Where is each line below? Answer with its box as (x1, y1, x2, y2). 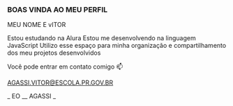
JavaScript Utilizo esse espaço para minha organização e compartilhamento (7, 42, 227, 50)
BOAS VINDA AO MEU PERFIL (7, 5, 108, 15)
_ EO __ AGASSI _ (7, 92, 57, 100)
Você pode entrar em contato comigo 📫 (7, 62, 123, 71)
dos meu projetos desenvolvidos (7, 48, 101, 57)
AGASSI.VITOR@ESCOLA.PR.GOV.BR (7, 78, 114, 87)
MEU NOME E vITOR (7, 21, 66, 29)
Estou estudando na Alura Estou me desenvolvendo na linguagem (7, 34, 197, 42)
